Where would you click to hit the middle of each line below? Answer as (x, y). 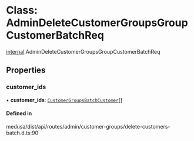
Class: (22, 10)
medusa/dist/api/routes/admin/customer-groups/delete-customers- (88, 126)
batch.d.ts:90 (22, 133)
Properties (26, 70)
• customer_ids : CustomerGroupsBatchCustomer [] (64, 100)
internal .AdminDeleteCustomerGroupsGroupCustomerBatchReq (83, 51)
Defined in (19, 113)
